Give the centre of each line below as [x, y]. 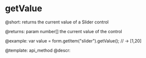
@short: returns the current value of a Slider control [57, 22]
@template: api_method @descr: [38, 50]
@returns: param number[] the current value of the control [64, 31]
